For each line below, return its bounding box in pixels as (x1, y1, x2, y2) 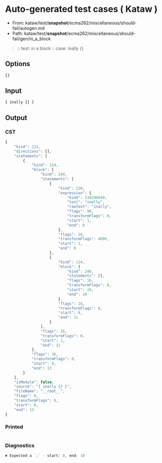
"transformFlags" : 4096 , (58, 237, 110, 242)
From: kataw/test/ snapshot (12, 20, 68, 26)
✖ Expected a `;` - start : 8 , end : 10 (5, 453, 85, 459)
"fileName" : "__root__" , (14, 389, 65, 394)
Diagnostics (5, 442, 35, 449)
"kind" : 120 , (58, 186, 85, 191)
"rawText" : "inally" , (67, 204, 112, 209)
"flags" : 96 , (67, 209, 94, 214)
